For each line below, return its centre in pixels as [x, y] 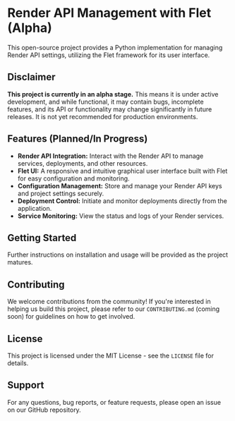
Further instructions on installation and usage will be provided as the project [117, 255]
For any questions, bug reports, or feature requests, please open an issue [114, 402]
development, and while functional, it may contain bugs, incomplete [106, 102]
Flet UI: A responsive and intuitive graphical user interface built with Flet [122, 171]
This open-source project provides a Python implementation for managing [115, 47]
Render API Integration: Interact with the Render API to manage [110, 156]
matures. [20, 262]
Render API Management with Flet [109, 13]
